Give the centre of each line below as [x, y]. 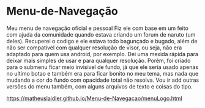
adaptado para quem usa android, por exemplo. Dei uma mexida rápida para [102, 54]
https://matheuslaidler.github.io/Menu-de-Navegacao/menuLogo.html [94, 98]
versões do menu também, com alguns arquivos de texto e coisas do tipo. [99, 86]
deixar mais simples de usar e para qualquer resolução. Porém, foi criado [99, 60]
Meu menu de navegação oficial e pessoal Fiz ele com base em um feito [97, 28]
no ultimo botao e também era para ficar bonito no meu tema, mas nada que [102, 73]
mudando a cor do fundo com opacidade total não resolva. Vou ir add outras [103, 80]
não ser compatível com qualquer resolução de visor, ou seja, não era [94, 48]
